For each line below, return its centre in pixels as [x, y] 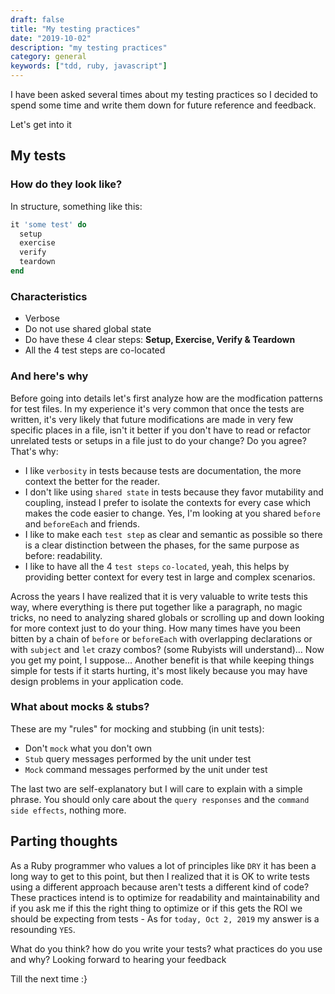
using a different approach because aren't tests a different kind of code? [160, 887]
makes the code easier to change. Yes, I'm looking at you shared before [172, 513]
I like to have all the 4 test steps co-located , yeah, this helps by [157, 566]
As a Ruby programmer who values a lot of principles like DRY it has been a [163, 865]
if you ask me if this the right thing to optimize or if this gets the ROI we [156, 908]
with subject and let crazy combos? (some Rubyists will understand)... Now [167, 649]
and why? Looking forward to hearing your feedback [118, 959]
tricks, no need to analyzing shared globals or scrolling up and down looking [167, 617]
